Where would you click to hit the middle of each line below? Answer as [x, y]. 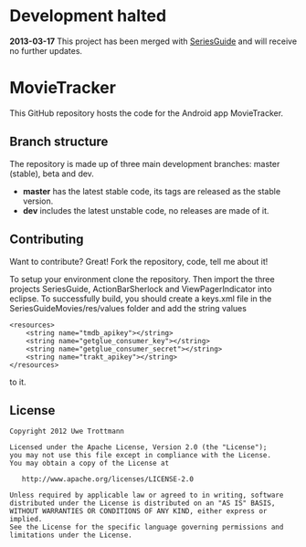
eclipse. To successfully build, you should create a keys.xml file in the [141, 299]
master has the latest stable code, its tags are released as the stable [152, 191]
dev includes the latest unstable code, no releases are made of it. [146, 210]
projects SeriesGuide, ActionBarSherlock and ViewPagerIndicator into [141, 289]
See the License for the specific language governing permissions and [147, 527]
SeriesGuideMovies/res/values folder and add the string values [128, 308]
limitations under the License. [71, 535]
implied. [26, 520]
